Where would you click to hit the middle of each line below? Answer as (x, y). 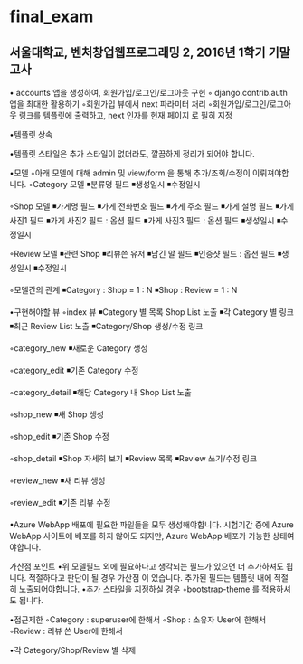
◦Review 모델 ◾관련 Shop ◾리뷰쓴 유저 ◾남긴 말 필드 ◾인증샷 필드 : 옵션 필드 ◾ (146, 254)
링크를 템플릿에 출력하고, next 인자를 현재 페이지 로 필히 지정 (126, 115)
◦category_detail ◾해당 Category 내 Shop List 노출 (100, 392)
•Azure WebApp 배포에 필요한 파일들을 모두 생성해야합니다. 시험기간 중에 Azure (151, 525)
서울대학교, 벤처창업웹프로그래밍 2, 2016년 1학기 (137, 52)
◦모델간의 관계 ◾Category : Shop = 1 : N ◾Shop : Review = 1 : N (123, 290)
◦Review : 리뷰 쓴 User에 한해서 (66, 631)
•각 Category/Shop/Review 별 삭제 (73, 650)
